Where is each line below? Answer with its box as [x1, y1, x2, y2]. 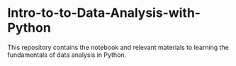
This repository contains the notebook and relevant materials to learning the [7, 43, 229, 51]
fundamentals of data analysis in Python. [7, 51, 127, 59]
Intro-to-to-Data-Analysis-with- [7, 5, 201, 21]
